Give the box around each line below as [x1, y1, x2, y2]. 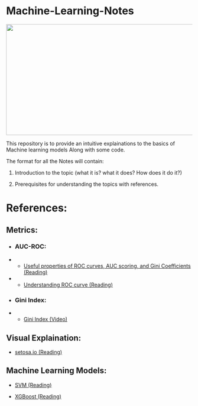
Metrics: [6, 225, 38, 235]
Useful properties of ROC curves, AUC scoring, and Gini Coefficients [23, 262, 191, 269]
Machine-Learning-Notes [6, 4, 134, 18]
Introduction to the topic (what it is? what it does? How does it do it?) [14, 169, 182, 176]
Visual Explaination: [6, 333, 82, 343]
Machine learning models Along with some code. [6, 146, 125, 153]
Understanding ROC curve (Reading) [23, 281, 113, 288]
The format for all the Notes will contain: [6, 157, 104, 165]
